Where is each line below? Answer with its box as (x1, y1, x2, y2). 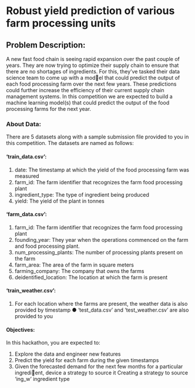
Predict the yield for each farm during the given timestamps (14, 357, 159, 364)
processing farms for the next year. (6, 106, 92, 112)
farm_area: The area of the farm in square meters (14, 261, 134, 268)
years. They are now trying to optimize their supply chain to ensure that (6, 62, 179, 69)
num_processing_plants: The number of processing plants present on (14, 248, 183, 256)
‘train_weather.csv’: (6, 287, 56, 294)
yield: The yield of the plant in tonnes (14, 197, 105, 204)
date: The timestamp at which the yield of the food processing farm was (14, 166, 190, 173)
